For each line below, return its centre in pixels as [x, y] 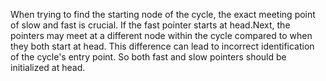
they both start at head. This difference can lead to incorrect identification [162, 46]
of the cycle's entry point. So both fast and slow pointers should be [148, 57]
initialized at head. [48, 67]
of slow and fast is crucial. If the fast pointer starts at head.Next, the [150, 25]
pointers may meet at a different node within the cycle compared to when [161, 35]
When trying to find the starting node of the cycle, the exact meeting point [163, 14]
